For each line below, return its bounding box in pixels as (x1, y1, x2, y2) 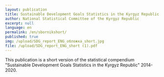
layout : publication (5, 7, 48, 12)
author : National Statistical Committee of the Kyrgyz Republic (5, 16, 139, 21)
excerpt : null (5, 20, 34, 26)
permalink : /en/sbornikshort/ (5, 30, 67, 35)
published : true (5, 35, 38, 39)
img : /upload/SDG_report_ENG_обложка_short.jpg (5, 39, 105, 44)
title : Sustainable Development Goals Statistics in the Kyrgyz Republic (5, 12, 160, 17)
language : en (5, 25, 32, 30)
